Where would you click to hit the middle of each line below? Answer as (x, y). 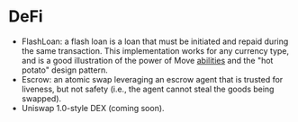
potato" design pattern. (65, 70)
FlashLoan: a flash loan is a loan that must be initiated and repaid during (155, 41)
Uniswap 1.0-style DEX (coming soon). (93, 108)
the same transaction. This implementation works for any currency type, (155, 50)
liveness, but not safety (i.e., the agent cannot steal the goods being (148, 89)
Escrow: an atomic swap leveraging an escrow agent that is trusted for (152, 79)
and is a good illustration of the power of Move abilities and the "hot (147, 60)
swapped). (41, 98)
